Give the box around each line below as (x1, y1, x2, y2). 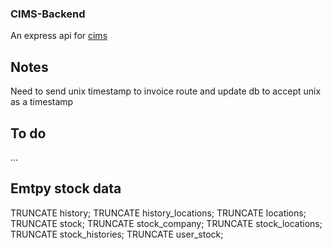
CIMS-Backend (10, 7, 86, 21)
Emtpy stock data (10, 180, 122, 197)
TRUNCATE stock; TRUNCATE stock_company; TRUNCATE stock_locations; (10, 217, 323, 229)
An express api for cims (10, 30, 108, 42)
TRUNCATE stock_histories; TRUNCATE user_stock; (10, 228, 224, 240)
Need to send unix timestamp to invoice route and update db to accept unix (10, 85, 322, 97)
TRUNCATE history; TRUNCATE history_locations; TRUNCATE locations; (10, 207, 307, 219)
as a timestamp (10, 96, 74, 108)
